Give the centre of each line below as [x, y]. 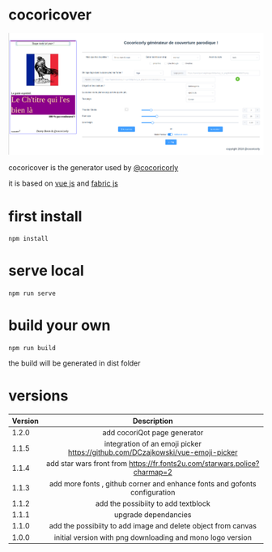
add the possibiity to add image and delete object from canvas [153, 526]
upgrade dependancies [153, 515]
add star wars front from [87, 464]
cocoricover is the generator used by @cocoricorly [93, 168]
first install [45, 216]
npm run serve [32, 293]
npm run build [32, 349]
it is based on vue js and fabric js [64, 183]
